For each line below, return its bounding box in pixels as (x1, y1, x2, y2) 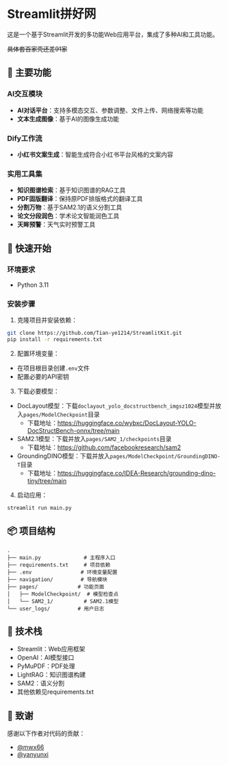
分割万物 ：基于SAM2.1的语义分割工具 (16, 203, 123, 211)
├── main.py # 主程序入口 (7, 554, 116, 561)
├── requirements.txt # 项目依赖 (7, 561, 111, 568)
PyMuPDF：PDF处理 (16, 662, 75, 670)
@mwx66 (16, 743, 45, 751)
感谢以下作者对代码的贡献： (7, 729, 86, 738)
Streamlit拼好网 (7, 6, 97, 22)
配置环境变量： (16, 349, 60, 357)
